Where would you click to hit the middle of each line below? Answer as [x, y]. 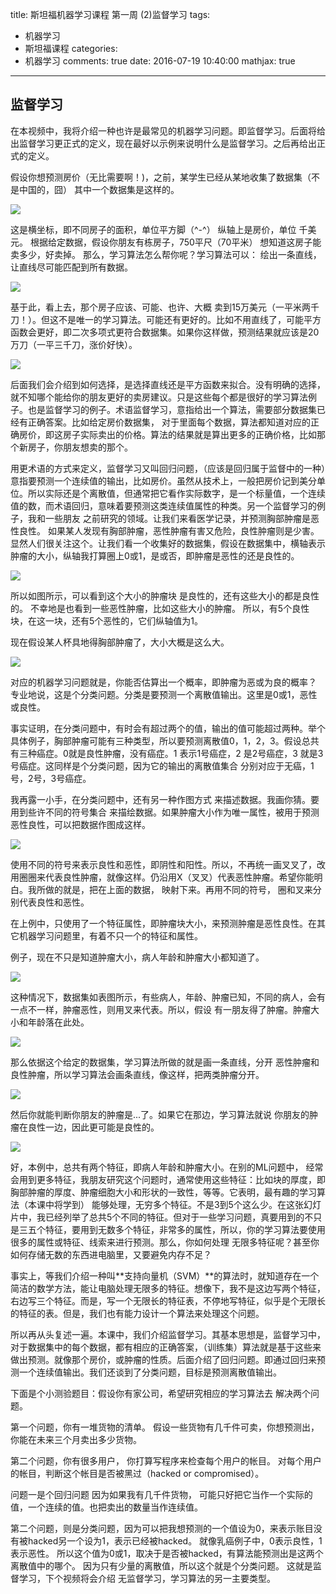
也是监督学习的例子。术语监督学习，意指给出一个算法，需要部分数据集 [172, 409]
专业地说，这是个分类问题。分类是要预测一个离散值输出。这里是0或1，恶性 [164, 694]
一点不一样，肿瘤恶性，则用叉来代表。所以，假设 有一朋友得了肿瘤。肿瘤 [160, 1009]
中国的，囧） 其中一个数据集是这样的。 [99, 189]
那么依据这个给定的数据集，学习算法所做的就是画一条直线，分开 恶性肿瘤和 [165, 1062]
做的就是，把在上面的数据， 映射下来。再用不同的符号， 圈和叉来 [178, 889]
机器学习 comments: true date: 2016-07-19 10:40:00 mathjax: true [160, 61]
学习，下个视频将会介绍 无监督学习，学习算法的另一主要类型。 [147, 1578]
